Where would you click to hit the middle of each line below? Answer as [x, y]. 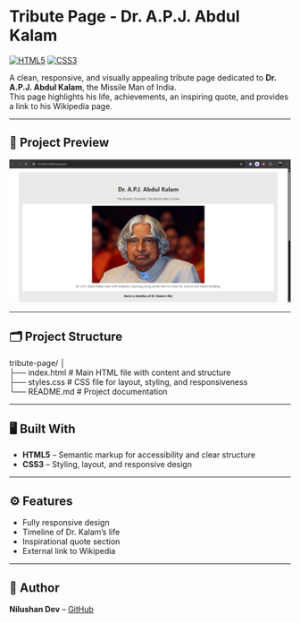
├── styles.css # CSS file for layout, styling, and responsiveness [129, 381]
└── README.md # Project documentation [88, 391]
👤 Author [34, 588]
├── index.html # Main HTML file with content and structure [120, 372]
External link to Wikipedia [69, 551]
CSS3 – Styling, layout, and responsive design [107, 465]
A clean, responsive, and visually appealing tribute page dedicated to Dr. [143, 77]
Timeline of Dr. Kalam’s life [71, 532]
